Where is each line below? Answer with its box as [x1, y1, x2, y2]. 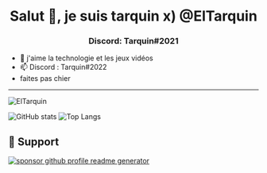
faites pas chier [19, 74, 71, 83]
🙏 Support [8, 135, 60, 148]
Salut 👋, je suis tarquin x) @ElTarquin [9, 7, 258, 25]
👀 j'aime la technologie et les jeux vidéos [19, 53, 153, 63]
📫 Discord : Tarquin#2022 [19, 63, 107, 72]
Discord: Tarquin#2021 [88, 36, 179, 47]
